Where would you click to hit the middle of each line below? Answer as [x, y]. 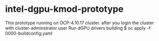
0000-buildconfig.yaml [29, 33]
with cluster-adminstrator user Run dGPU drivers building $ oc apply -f [78, 28]
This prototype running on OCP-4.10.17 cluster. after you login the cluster [80, 23]
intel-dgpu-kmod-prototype [64, 9]
